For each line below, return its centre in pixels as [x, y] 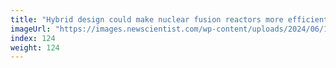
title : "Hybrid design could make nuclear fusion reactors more [147, 19]
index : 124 [33, 38]
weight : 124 [35, 47]
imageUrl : [31, 29]
